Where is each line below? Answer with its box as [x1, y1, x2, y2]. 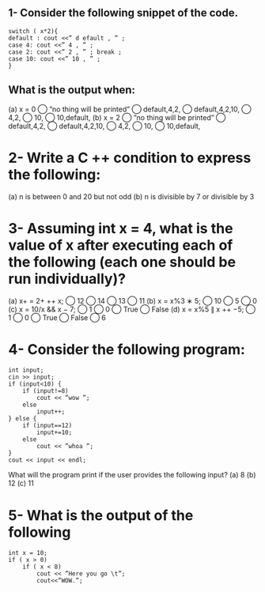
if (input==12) [22, 422, 73, 430]
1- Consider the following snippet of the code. [8, 6, 239, 20]
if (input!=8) [22, 387, 69, 395]
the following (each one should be [8, 253, 236, 271]
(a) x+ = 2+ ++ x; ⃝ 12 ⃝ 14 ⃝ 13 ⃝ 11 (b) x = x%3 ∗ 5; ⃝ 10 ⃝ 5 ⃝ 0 [8, 296, 257, 305]
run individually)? [8, 270, 127, 288]
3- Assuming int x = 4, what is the [8, 219, 233, 237]
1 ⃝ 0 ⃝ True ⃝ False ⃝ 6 [8, 312, 107, 322]
